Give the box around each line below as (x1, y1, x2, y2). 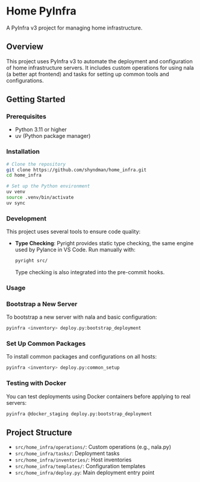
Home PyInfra (6, 4, 77, 18)
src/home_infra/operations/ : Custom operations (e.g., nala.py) (14, 443, 172, 451)
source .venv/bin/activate (6, 195, 74, 201)
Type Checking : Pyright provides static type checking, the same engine (14, 240, 194, 247)
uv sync (6, 200, 26, 206)
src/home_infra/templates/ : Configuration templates (14, 463, 146, 470)
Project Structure (6, 427, 72, 437)
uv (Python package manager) (14, 133, 91, 140)
